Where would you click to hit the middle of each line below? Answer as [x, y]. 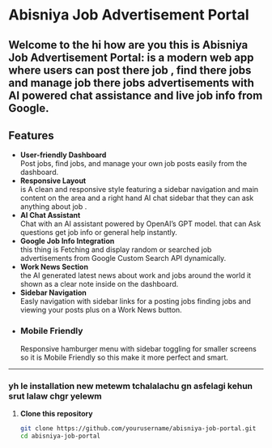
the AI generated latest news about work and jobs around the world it [136, 275]
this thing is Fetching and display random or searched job [116, 250]
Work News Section [54, 267]
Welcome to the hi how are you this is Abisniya [128, 45]
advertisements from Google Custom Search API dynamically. [123, 258]
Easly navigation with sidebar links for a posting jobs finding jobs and [135, 301]
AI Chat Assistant [50, 215]
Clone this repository [56, 413]
